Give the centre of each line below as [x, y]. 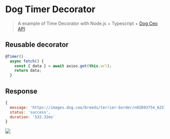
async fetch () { [27, 61]
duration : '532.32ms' [33, 117]
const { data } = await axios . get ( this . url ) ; [63, 66]
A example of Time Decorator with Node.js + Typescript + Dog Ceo [88, 23]
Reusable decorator [37, 45]
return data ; [28, 71]
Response [22, 91]
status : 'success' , [30, 112]
